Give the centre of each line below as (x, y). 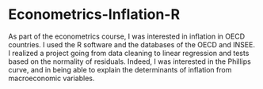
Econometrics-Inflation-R (94, 15)
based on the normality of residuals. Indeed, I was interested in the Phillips (130, 61)
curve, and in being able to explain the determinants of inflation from (120, 69)
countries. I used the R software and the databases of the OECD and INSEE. (132, 44)
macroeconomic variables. (51, 78)
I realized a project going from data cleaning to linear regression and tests (129, 53)
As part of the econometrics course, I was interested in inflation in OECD (127, 36)
